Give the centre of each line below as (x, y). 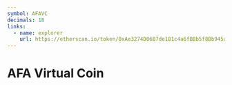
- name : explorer (38, 33)
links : (17, 26)
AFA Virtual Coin (56, 74)
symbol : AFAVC (28, 13)
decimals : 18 (26, 20)
